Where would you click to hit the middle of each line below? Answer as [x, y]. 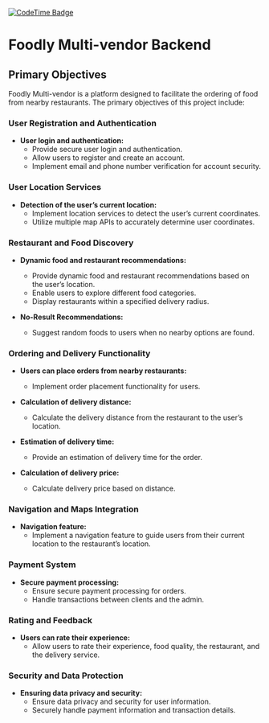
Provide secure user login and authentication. [107, 150]
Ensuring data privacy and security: [81, 693]
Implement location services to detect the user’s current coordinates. [146, 213]
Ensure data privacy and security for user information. [121, 702]
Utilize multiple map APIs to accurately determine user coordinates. [143, 222]
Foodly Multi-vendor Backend [110, 45]
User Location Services [55, 187]
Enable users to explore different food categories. [114, 293]
